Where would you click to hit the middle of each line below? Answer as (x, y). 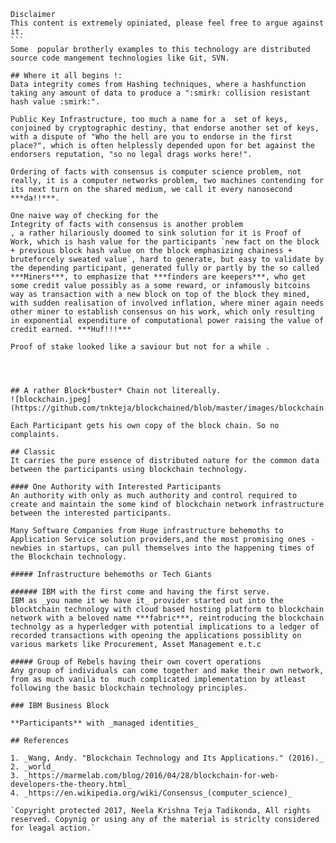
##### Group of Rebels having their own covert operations (136, 662)
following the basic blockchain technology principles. (129, 688)
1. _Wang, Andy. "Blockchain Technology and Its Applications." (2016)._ (167, 758)
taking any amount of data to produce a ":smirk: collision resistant (160, 93)
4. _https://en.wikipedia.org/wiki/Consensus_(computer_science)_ (151, 793)
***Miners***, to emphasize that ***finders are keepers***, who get (158, 277)
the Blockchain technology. (69, 557)
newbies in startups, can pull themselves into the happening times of (162, 548)
